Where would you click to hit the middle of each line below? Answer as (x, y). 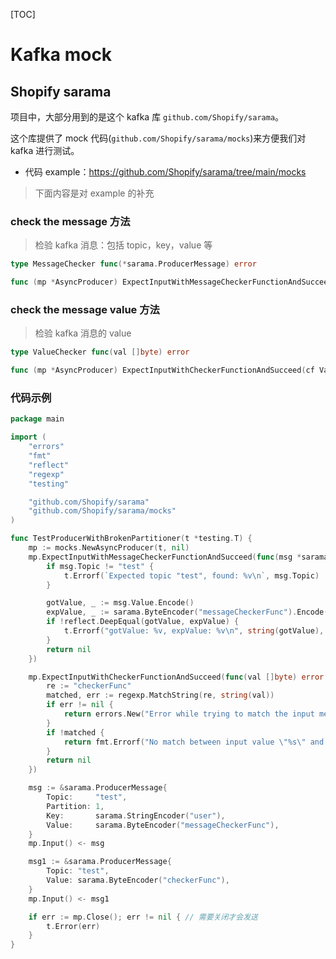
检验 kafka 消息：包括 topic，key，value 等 (123, 245)
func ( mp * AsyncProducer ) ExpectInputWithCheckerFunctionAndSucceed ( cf (162, 370)
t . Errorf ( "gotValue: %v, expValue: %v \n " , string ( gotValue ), (194, 631)
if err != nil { (80, 705)
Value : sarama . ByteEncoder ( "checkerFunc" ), (138, 880)
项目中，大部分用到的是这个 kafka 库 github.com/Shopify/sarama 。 (147, 117)
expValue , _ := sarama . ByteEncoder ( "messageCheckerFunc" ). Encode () (189, 612)
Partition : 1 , (75, 806)
